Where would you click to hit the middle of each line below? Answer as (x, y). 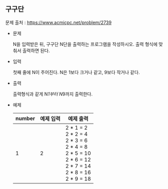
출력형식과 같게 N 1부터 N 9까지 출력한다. (53, 94)
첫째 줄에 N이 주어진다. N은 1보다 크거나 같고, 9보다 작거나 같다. (76, 72)
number (25, 118)
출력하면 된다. (36, 51)
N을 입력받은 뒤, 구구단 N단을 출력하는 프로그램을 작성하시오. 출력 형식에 (85, 44)
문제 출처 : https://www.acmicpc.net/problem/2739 (58, 22)
